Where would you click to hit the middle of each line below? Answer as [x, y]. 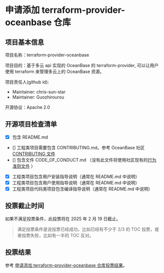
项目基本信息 [25, 42]
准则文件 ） [24, 166]
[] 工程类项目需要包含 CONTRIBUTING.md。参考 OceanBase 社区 [78, 147]
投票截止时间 [25, 206]
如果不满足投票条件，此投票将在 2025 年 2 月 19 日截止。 [63, 219]
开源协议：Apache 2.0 [28, 107]
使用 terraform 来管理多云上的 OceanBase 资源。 [55, 71]
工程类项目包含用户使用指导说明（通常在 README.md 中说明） [76, 182]
